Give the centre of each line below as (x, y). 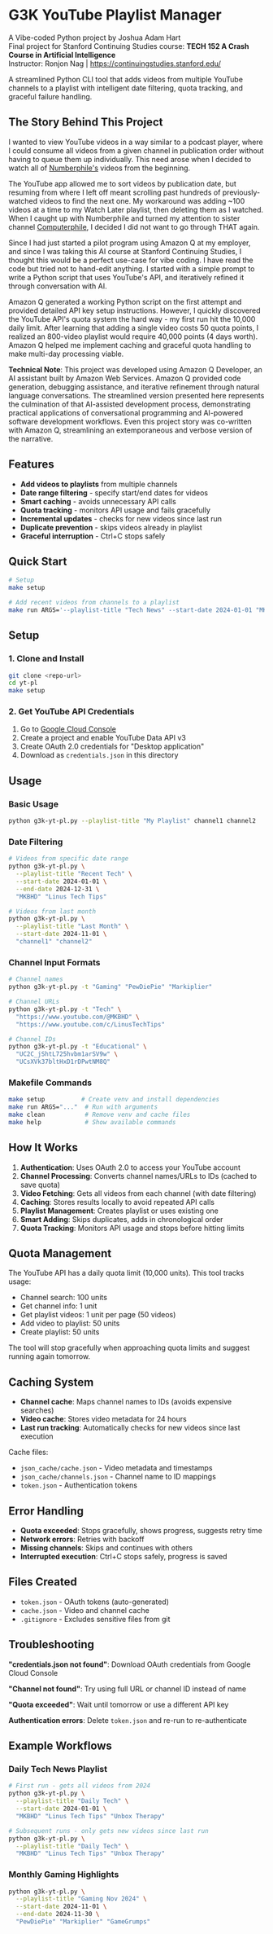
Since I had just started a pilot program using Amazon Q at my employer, (130, 243)
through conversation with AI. (58, 286)
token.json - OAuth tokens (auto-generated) (94, 1602)
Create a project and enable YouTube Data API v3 (103, 738)
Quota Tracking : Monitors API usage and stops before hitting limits (132, 1228)
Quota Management (60, 1253)
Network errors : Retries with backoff (82, 1539)
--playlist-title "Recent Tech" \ (74, 874)
